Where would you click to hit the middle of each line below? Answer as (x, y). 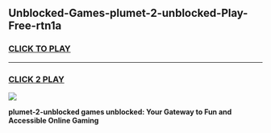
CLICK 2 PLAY (36, 79)
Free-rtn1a (35, 26)
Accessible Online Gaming (54, 120)
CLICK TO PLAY (40, 49)
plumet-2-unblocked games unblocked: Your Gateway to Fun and (120, 111)
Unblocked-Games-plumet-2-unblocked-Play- (128, 13)
